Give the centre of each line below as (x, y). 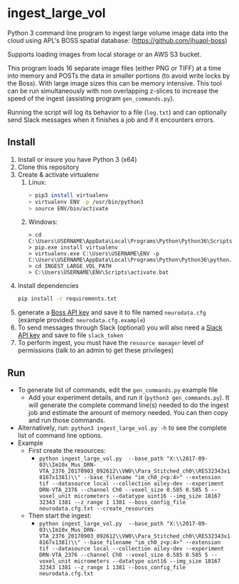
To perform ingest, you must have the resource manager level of (111, 343)
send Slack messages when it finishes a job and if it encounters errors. (111, 120)
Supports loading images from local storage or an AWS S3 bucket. (104, 54)
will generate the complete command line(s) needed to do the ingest (128, 405)
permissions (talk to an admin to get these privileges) (96, 350)
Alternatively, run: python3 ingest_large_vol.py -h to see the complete (122, 428)
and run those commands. (67, 420)
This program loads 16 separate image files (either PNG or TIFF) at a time (115, 68)
